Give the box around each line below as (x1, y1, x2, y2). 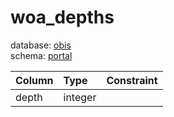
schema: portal (10, 49, 73, 61)
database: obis (10, 39, 72, 51)
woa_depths (10, 6, 115, 29)
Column (15, 73, 54, 87)
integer (63, 90, 97, 104)
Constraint (106, 73, 158, 87)
